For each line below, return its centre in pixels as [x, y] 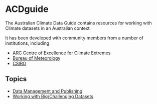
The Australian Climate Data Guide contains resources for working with [78, 23]
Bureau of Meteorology [36, 58]
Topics [16, 79]
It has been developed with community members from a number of [74, 38]
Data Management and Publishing [47, 91]
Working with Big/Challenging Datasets [53, 96]
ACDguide [27, 9]
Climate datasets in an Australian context [47, 28]
